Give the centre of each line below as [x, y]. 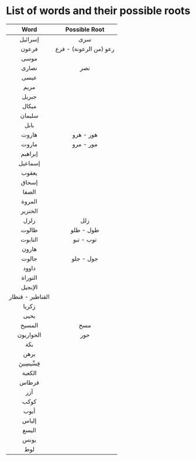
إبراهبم [29, 154]
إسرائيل [29, 39]
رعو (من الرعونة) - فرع [85, 49]
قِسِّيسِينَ [29, 363]
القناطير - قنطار [29, 296]
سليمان [30, 116]
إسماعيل [29, 163]
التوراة [29, 277]
